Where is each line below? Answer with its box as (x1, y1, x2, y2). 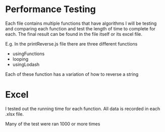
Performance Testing (5, 4, 96, 15)
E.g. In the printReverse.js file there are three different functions (5, 40, 138, 47)
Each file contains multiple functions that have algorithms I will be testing (5, 20, 157, 26)
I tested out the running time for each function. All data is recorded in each (5, 105, 160, 112)
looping (12, 56, 29, 62)
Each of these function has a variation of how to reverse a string (5, 71, 139, 77)
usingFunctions (12, 51, 45, 57)
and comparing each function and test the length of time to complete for (5, 25, 155, 31)
